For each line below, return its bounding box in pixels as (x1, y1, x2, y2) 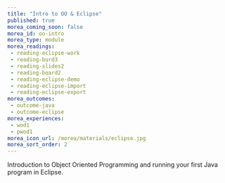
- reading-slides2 (10, 63, 65, 70)
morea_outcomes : (7, 96, 55, 103)
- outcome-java (10, 102, 55, 109)
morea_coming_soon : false (7, 23, 83, 30)
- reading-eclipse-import (10, 82, 86, 89)
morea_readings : (7, 43, 55, 50)
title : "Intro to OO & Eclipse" (7, 10, 102, 18)
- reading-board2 (10, 69, 61, 76)
